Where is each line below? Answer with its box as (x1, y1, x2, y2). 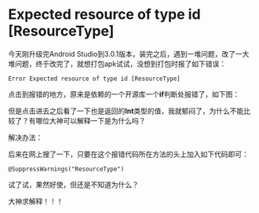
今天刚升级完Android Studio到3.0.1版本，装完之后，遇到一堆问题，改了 (8, 49, 236, 58)
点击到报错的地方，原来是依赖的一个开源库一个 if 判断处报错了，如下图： (8, 89, 240, 99)
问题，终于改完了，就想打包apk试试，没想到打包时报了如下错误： (14, 59, 227, 68)
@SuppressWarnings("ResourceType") (8, 165, 125, 173)
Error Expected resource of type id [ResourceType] (8, 75, 181, 83)
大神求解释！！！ (8, 196, 64, 206)
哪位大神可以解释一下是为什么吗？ (35, 116, 146, 125)
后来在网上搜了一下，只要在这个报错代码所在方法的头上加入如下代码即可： (8, 149, 249, 159)
